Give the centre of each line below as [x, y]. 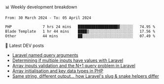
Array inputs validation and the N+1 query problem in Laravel [74, 65]
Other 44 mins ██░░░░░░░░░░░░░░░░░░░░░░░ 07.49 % [80, 36]
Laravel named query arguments [45, 55]
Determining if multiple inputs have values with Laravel [68, 60]
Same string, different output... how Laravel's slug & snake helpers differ [85, 76]
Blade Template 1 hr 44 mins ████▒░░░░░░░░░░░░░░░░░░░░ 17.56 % [80, 31]
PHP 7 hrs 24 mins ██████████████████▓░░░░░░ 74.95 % [80, 27]
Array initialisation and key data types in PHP [58, 71]
